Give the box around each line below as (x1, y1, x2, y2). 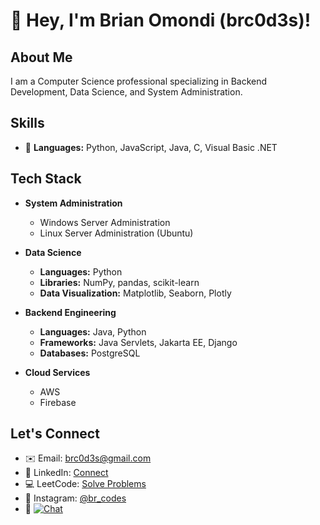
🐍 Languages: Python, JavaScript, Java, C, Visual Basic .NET (24, 141, 278, 153)
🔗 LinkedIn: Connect (24, 467, 109, 479)
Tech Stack (10, 170, 82, 188)
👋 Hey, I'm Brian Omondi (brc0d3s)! (10, 9, 312, 32)
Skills (10, 115, 45, 132)
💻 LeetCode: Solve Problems (24, 478, 147, 490)
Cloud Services (24, 366, 91, 378)
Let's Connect (10, 425, 100, 443)
